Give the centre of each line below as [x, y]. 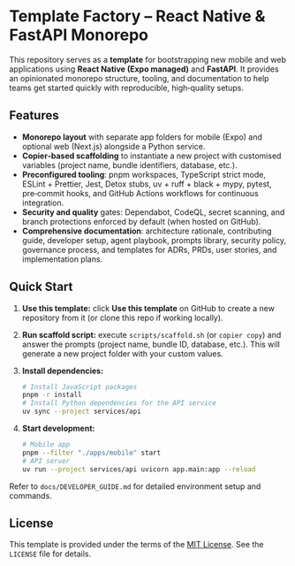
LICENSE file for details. [50, 554]
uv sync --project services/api [81, 412]
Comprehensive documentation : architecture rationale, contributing [147, 231]
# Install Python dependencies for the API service [119, 403]
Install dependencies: [63, 371]
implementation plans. [62, 259]
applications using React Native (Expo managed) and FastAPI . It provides [144, 69]
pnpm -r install [52, 395]
